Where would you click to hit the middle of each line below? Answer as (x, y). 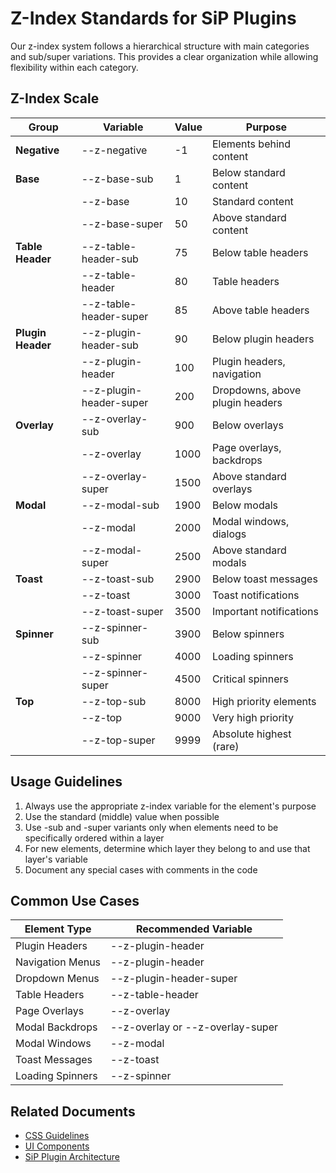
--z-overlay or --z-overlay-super (194, 1027)
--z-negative (114, 150)
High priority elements (264, 701)
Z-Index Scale (55, 98)
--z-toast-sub (118, 579)
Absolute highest (251, 734)
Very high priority (252, 717)
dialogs (229, 534)
